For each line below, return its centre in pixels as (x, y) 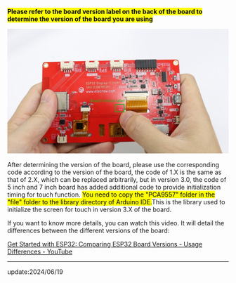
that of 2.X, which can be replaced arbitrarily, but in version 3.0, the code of (117, 179)
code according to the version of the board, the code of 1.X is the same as (114, 172)
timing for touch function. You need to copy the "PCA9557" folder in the (111, 195)
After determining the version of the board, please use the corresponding (113, 164)
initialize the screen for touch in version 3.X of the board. (90, 209)
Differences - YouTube (40, 251)
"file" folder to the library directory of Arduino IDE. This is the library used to (116, 202)
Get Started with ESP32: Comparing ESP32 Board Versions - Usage (105, 244)
